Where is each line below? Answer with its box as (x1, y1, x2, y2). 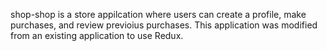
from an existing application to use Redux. (10, 30, 184, 41)
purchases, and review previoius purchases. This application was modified (10, 19, 318, 31)
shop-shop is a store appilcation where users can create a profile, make (10, 9, 307, 20)
